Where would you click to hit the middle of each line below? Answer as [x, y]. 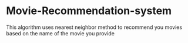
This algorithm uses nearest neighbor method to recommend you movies [94, 27]
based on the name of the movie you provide [60, 33]
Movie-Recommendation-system [89, 11]
